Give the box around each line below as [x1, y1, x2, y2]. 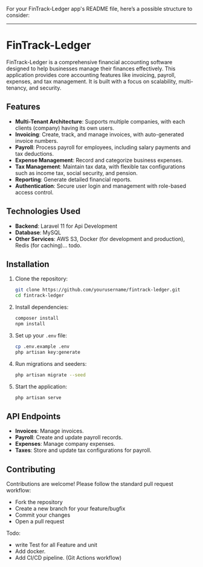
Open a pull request [14, 518, 65, 525]
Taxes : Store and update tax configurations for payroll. [14, 446, 152, 454]
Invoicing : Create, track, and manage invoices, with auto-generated [14, 130, 184, 138]
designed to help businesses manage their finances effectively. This [6, 65, 176, 72]
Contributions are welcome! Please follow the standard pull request [6, 480, 173, 487]
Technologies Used [6, 206, 80, 217]
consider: [6, 12, 30, 19]
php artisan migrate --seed [14, 372, 86, 378]
